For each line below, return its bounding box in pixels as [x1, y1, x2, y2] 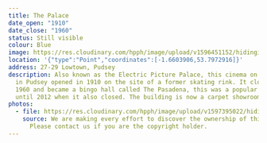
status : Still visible [8, 33, 83, 42]
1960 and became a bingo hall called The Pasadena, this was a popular [15, 85, 258, 94]
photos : [8, 100, 34, 108]
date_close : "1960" [8, 26, 73, 34]
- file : [15, 108, 41, 116]
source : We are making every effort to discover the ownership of [22, 115, 247, 123]
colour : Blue [8, 41, 52, 49]
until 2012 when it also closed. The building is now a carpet [15, 93, 229, 101]
